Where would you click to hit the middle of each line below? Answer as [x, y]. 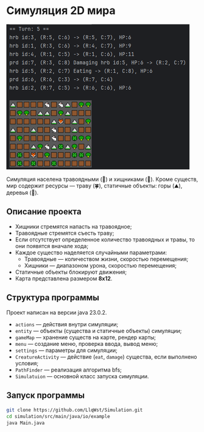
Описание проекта [44, 212]
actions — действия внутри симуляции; [67, 324]
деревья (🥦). [23, 192]
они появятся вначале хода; [52, 246]
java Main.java [26, 423]
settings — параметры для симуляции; [66, 350]
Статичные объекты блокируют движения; [71, 272]
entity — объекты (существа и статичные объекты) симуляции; [98, 331]
